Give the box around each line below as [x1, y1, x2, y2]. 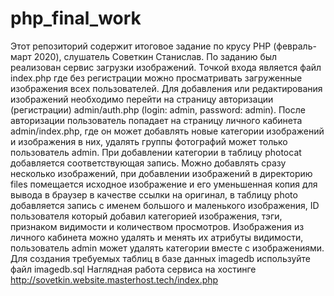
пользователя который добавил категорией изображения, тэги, [10, 210, 283, 222]
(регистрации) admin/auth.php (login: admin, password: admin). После [10, 103, 306, 116]
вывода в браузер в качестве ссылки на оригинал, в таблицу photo [10, 188, 298, 201]
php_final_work [10, 7, 142, 30]
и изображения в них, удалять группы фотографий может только [10, 135, 288, 147]
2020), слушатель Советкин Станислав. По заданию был [33, 50, 278, 62]
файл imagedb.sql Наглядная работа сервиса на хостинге [10, 263, 257, 275]
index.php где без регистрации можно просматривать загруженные [10, 72, 303, 84]
